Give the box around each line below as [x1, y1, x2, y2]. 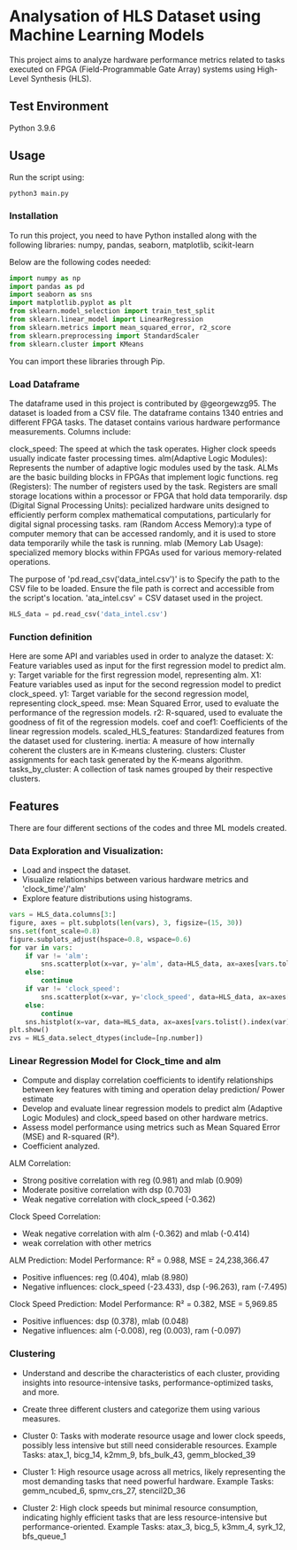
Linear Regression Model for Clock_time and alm [9, 1055, 221, 1068]
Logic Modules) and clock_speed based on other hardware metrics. [21, 1113, 269, 1123]
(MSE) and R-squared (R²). [21, 1131, 120, 1142]
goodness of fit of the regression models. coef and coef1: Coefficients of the [9, 716, 288, 728]
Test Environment [9, 99, 109, 114]
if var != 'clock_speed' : [25, 984, 121, 994]
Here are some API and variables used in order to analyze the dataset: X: [9, 651, 274, 661]
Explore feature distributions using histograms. [21, 893, 193, 904]
